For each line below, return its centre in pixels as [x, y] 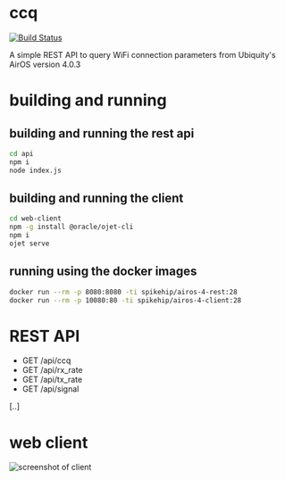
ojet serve [29, 244]
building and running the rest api [102, 133]
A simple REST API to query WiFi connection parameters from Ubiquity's [142, 54]
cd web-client [36, 219]
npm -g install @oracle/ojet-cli [71, 227]
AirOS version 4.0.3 [45, 64]
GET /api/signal [50, 389]
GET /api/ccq [46, 360]
